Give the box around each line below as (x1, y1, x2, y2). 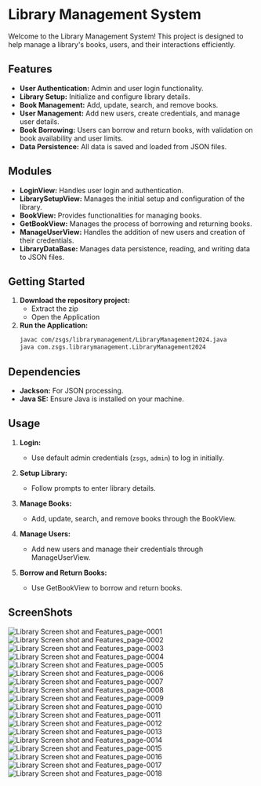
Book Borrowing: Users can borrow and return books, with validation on (19, 125, 253, 134)
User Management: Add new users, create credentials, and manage (19, 108, 241, 118)
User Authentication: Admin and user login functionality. (19, 83, 204, 93)
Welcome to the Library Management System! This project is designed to (8, 31, 244, 41)
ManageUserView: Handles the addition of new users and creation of (19, 227, 245, 236)
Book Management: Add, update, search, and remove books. (19, 100, 219, 109)
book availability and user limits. (19, 133, 124, 143)
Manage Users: (19, 528, 71, 539)
